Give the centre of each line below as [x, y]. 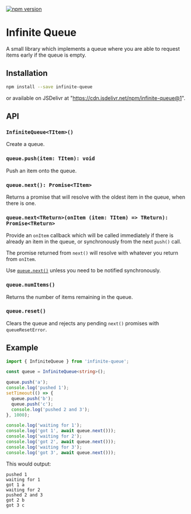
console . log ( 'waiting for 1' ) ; [44, 426]
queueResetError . [27, 329]
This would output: [29, 464]
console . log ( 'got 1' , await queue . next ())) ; [61, 431]
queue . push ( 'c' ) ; [32, 404]
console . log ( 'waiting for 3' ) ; [44, 447]
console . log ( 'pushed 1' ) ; [37, 388]
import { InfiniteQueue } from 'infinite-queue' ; [68, 361]
